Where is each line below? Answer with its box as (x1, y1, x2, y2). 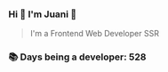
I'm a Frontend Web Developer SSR (29, 28, 159, 39)
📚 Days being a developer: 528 (8, 51, 147, 63)
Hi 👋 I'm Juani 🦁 (8, 8, 77, 20)
